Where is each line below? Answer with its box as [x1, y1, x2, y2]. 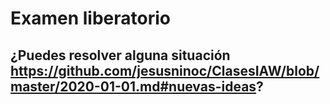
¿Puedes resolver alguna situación [10, 47, 231, 64]
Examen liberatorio [10, 7, 171, 30]
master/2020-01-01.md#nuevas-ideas [10, 78, 257, 95]
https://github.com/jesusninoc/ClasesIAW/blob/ [10, 62, 320, 79]
